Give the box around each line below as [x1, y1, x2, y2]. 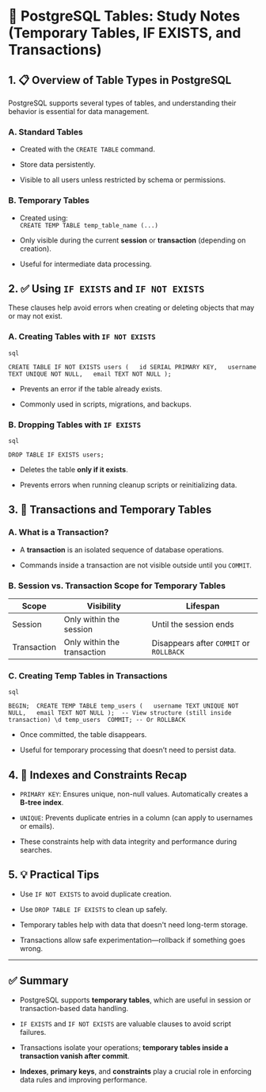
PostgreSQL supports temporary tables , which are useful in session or [19, 995, 252, 1005]
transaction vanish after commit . [19, 1051, 130, 1060]
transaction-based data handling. [19, 1003, 129, 1013]
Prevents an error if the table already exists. [19, 384, 162, 393]
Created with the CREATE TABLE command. [19, 144, 156, 154]
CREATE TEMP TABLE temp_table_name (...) [19, 221, 158, 229]
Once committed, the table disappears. [19, 730, 147, 739]
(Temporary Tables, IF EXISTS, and [8, 24, 241, 42]
